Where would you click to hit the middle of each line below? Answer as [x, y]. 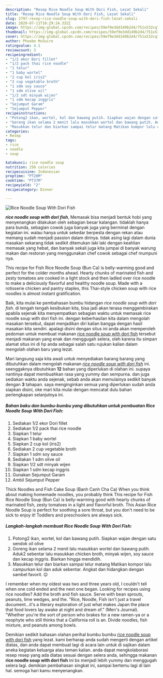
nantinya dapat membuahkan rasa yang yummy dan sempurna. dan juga [77, 374]
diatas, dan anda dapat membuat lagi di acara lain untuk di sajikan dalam [78, 645]
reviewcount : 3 [21, 50]
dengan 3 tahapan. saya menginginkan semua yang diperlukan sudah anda [80, 384]
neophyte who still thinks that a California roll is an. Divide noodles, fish [76, 620]
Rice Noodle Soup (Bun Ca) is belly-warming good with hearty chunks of [78, 500]
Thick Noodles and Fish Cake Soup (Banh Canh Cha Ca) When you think [78, 489]
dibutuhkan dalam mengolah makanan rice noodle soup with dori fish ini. [78, 364]
